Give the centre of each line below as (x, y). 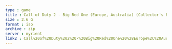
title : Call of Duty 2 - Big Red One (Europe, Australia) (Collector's (84, 15)
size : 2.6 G (19, 19)
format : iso (19, 24)
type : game (18, 10)
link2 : (14, 39)
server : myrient (24, 34)
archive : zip (20, 29)
